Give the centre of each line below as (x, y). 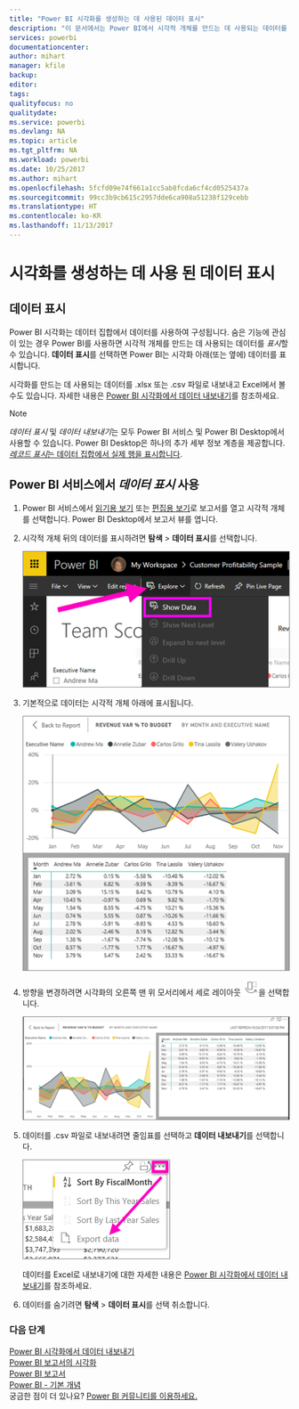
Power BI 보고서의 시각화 (53, 1362)
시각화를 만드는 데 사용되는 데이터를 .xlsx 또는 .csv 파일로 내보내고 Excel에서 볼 (148, 384)
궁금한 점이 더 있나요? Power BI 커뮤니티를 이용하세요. (104, 1396)
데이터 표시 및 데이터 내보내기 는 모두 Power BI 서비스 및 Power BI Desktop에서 (147, 431)
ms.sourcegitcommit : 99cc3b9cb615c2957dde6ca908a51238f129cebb (129, 197)
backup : (24, 76)
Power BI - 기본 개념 (45, 1384)
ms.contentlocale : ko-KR (55, 216)
